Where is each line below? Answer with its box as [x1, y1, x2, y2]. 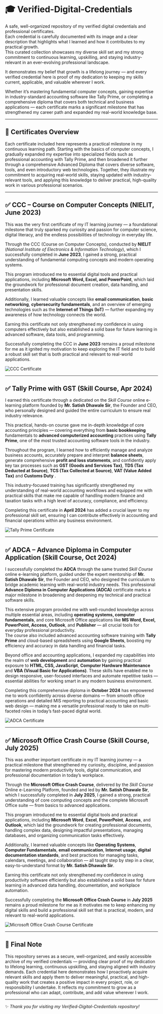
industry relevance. [5, 413, 44, 419]
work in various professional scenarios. [5, 182, 84, 188]
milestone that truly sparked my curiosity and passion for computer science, [5, 227, 158, 232]
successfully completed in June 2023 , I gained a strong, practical [5, 251, 137, 257]
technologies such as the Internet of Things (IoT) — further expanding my [5, 306, 154, 312]
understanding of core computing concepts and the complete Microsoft [5, 797, 148, 803]
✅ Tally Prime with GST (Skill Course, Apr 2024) [5, 384, 153, 392]
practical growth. [5, 44, 39, 50]
